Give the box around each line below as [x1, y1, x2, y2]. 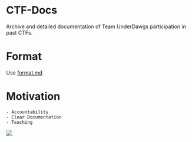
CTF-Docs [6, 4, 58, 17]
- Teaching [6, 119, 33, 125]
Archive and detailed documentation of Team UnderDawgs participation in [6, 23, 187, 30]
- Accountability [6, 109, 49, 115]
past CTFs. [6, 29, 33, 36]
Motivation [6, 90, 61, 103]
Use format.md [6, 69, 43, 76]
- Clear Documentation [6, 114, 62, 120]
